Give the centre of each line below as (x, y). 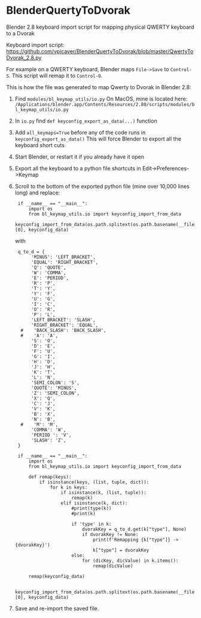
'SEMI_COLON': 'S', (55, 383)
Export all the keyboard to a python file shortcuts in (78, 168)
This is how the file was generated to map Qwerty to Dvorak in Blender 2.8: (99, 87)
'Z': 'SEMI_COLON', (55, 393)
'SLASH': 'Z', (48, 440)
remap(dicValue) (113, 566)
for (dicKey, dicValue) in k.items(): (130, 561)
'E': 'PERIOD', (50, 278)
